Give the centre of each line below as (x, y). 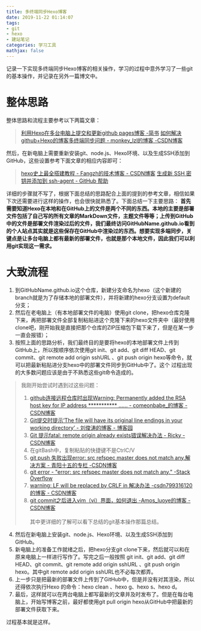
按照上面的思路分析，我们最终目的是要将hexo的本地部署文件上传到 (97, 342)
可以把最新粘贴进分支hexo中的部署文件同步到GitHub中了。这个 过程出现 (103, 365)
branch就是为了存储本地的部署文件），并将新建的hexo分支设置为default (102, 298)
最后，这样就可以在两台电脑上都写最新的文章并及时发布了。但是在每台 (101, 594)
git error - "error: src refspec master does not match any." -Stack (110, 472)
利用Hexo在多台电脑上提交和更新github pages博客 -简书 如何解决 (101, 133)
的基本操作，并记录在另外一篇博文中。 (53, 76)
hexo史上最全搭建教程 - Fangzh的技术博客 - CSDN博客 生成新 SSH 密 (106, 173)
